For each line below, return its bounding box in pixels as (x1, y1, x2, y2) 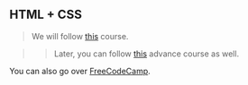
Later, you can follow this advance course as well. (53, 48, 240, 59)
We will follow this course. (31, 30, 129, 41)
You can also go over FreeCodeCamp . (9, 65, 151, 76)
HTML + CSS (9, 7, 83, 22)
